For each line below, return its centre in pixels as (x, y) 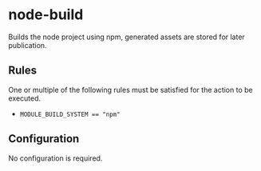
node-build (46, 15)
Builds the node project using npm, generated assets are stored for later (127, 37)
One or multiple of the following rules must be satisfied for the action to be (130, 89)
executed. (25, 98)
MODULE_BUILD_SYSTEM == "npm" (70, 114)
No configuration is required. (55, 158)
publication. (28, 45)
